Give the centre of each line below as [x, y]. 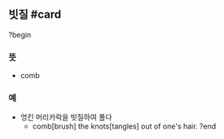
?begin [20, 34]
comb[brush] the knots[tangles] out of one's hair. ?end [124, 126]
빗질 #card [35, 15]
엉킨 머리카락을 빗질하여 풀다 [66, 117]
